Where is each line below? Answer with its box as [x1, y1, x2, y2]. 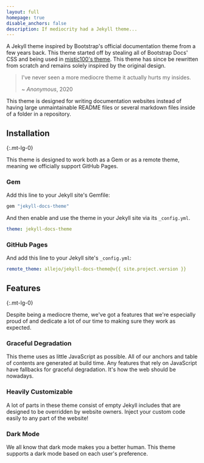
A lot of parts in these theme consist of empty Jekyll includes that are [6, 401, 181, 409]
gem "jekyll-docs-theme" [6, 203, 69, 210]
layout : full [6, 9, 40, 15]
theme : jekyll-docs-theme [6, 226, 72, 232]
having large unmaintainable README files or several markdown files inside [6, 104, 196, 111]
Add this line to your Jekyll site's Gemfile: [6, 191, 110, 199]
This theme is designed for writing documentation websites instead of [6, 97, 181, 105]
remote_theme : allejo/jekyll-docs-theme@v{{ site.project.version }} [6, 266, 187, 272]
